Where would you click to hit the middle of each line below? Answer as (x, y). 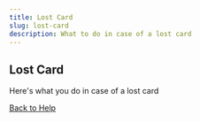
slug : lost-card (39, 26)
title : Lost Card (41, 17)
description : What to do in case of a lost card (100, 34)
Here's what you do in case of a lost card (84, 91)
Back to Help (32, 108)
